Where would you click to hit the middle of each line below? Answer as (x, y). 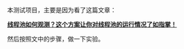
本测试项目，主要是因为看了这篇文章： (62, 10)
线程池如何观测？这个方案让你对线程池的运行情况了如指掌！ (92, 24)
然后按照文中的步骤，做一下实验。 (56, 39)
